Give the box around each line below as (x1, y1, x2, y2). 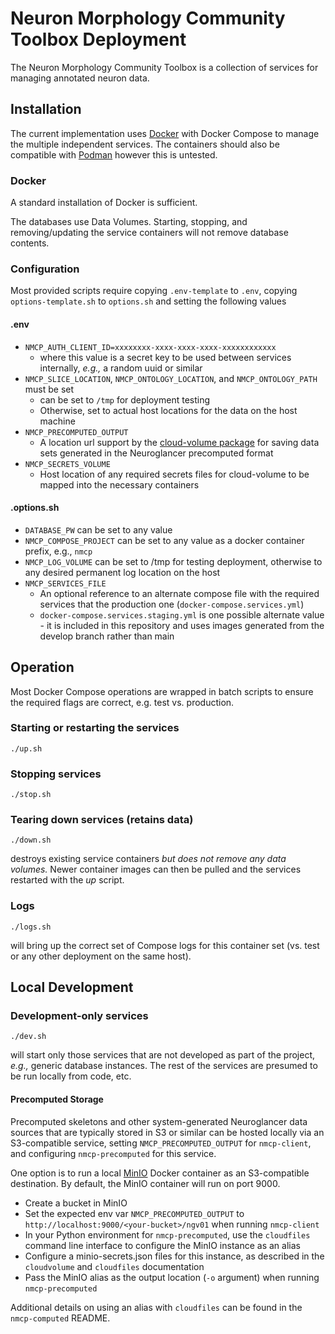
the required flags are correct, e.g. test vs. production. (10, 696, 235, 708)
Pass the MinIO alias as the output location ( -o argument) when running (24, 1271, 320, 1283)
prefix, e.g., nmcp (24, 545, 93, 557)
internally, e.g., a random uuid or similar (39, 362, 203, 374)
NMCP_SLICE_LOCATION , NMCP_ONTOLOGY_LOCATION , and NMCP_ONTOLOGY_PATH (24, 372, 318, 384)
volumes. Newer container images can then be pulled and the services (10, 863, 302, 876)
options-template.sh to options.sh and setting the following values (10, 295, 287, 307)
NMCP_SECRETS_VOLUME (24, 459, 111, 469)
